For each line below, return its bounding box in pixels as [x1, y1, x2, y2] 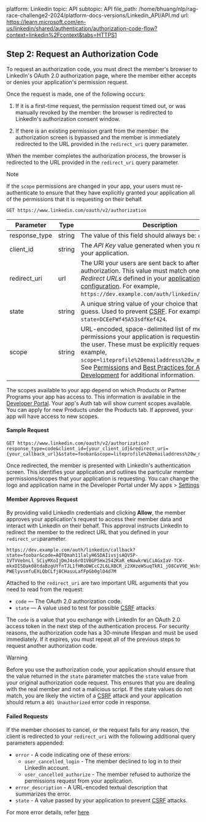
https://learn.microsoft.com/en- [6, 18, 86, 25]
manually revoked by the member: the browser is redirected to [15, 109, 173, 116]
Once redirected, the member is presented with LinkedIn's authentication [6, 462, 191, 469]
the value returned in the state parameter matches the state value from [6, 672, 188, 680]
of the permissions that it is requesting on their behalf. [6, 195, 143, 203]
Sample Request [6, 427, 49, 434]
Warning [6, 654, 28, 662]
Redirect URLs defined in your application [80, 274, 200, 282]
